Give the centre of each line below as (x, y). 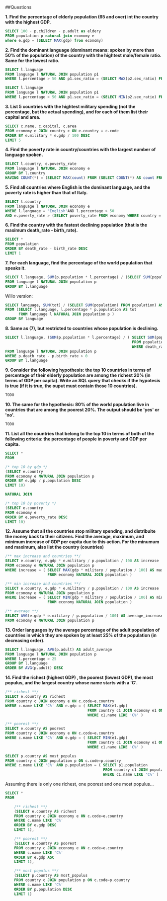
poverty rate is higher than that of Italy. (46, 192)
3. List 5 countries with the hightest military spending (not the (70, 106)
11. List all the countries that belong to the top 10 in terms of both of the (80, 434)
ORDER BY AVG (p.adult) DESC (34, 668)
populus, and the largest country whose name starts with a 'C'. (72, 683)
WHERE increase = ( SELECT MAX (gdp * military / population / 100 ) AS (80, 570)
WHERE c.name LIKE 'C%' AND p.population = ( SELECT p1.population (77, 765)
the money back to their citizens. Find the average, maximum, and (75, 537)
